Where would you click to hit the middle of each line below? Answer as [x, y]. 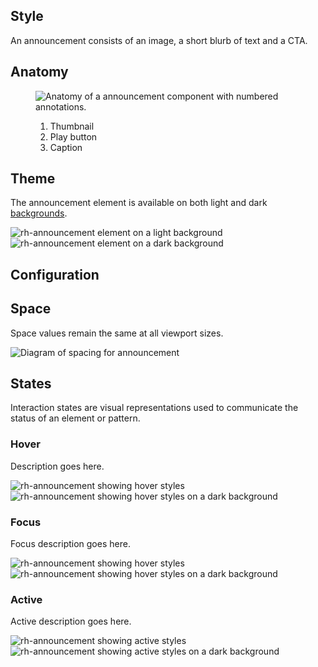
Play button [73, 136]
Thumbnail [72, 126]
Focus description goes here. [70, 544]
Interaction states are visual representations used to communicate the [154, 408]
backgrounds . [39, 213]
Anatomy [39, 72]
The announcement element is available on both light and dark [139, 203]
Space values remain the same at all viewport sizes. [117, 333]
